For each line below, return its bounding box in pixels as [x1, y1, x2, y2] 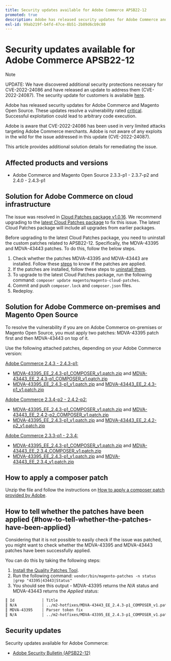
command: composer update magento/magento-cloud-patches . [12, 277, 140, 283]
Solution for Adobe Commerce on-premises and [5, 302, 161, 312]
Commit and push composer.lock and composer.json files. [12, 282, 132, 289]
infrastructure [5, 200, 51, 209]
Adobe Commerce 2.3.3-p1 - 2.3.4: [5, 432, 78, 438]
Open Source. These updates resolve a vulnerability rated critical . [5, 108, 143, 114]
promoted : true [5, 12, 38, 17]
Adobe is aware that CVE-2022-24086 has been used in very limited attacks [5, 123, 165, 129]
